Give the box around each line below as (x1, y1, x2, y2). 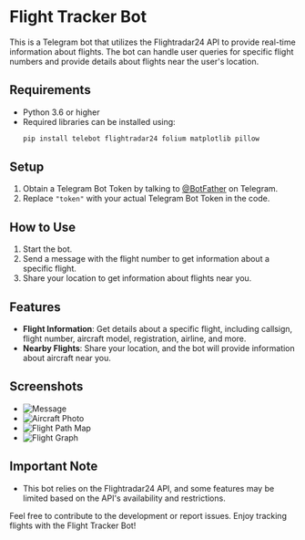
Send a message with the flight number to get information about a (22, 254, 270, 265)
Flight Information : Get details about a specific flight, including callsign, (22, 324, 293, 335)
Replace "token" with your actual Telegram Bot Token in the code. (22, 193, 270, 204)
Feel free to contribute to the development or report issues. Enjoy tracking (9, 510, 287, 521)
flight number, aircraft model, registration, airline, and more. (22, 333, 247, 344)
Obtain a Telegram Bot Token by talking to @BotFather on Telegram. (22, 183, 279, 194)
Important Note (9, 459, 98, 474)
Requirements (9, 82, 91, 98)
